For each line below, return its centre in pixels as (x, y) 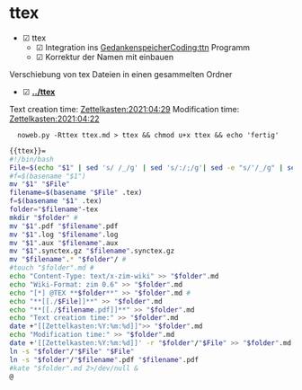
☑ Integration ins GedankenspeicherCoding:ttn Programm (142, 47)
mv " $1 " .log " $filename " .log (64, 235)
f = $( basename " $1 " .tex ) (56, 201)
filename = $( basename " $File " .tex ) (76, 193)
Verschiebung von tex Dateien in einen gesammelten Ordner (121, 74)
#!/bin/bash (31, 159)
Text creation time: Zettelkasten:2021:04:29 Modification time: (124, 109)
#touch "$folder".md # (52, 268)
